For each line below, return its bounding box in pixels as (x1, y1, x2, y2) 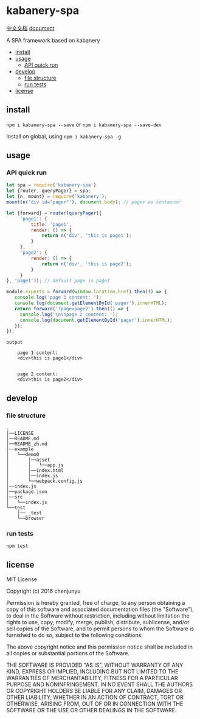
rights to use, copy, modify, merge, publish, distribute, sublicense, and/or (6, 619, 190, 626)
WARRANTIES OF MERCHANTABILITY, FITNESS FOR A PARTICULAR (6, 675, 178, 682)
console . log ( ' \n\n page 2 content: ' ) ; (19, 311, 119, 318)
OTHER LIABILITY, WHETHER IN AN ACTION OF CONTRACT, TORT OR (6, 693, 184, 701)
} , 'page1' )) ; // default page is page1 (6, 278, 111, 284)
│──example (6, 446, 34, 452)
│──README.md (6, 435, 40, 441)
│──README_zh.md (6, 441, 47, 447)
